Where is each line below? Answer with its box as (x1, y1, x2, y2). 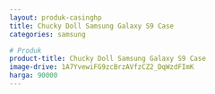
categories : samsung (9, 30, 87, 38)
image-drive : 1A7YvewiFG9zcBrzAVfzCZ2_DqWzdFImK (9, 63, 194, 72)
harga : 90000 (9, 71, 58, 81)
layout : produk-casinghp (9, 13, 102, 22)
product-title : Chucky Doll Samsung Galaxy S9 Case (9, 55, 206, 64)
